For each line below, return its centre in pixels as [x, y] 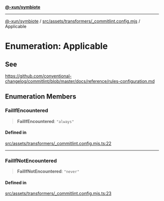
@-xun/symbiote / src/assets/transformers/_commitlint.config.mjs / [73, 21]
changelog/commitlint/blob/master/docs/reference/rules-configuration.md [80, 81]
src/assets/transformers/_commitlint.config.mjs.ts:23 [58, 194]
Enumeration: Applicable [57, 46]
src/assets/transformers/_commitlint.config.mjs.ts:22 [58, 143]
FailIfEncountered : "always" [45, 121]
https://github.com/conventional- [38, 76]
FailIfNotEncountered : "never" [48, 172]
